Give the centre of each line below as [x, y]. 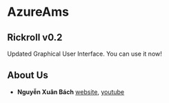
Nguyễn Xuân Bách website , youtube [71, 92]
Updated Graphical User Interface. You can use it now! [84, 54]
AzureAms [38, 12]
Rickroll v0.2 [35, 37]
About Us [28, 75]
